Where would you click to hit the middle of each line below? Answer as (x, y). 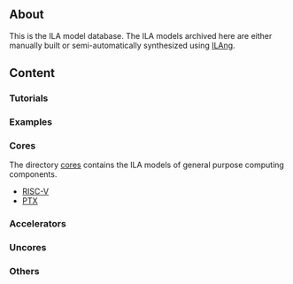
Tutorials (29, 98)
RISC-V (35, 192)
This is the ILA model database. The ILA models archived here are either (141, 35)
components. (33, 174)
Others (24, 272)
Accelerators (38, 224)
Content (32, 73)
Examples (31, 122)
